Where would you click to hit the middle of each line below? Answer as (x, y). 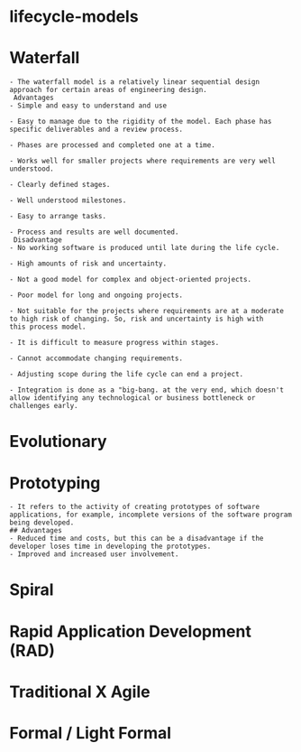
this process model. (48, 327)
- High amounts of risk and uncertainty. (88, 264)
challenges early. (44, 406)
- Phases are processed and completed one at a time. (113, 145)
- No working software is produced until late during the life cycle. (145, 248)
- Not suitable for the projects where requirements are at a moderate (146, 311)
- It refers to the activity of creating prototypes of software (134, 507)
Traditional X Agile (80, 692)
